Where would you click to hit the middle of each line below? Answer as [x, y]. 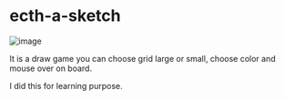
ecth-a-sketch [65, 16]
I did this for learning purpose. [66, 85]
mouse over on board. [51, 68]
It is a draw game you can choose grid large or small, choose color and [142, 58]
